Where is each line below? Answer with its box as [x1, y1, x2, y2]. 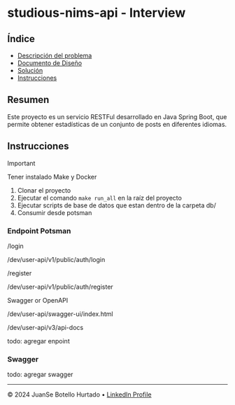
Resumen [7, 94, 50, 106]
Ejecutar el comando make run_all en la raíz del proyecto [17, 193, 182, 202]
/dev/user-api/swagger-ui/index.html [7, 310, 113, 318]
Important [7, 159, 36, 167]
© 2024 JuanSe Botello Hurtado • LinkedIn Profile [7, 390, 152, 399]
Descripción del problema [17, 51, 92, 60]
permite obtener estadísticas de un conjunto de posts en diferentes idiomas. [7, 120, 227, 128]
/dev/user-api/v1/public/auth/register [7, 282, 113, 291]
